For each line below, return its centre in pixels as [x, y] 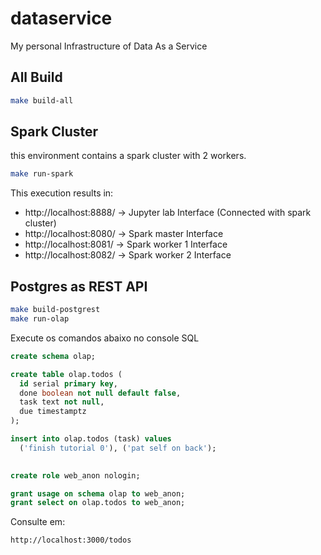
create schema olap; [53, 356]
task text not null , [62, 402]
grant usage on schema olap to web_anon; [98, 493]
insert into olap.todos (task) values [91, 439]
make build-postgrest [55, 310]
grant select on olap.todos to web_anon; [98, 503]
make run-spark [42, 174]
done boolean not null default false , [100, 393]
